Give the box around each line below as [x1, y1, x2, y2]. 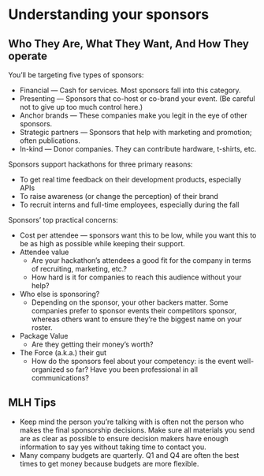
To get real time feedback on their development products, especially [19, 175, 242, 184]
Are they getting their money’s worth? [31, 339, 154, 349]
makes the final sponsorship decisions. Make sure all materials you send [19, 425, 255, 435]
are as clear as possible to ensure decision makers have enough [19, 433, 229, 443]
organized [31, 365, 65, 374]
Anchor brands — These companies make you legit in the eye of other [19, 111, 247, 120]
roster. [31, 323, 53, 332]
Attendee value [19, 247, 69, 257]
